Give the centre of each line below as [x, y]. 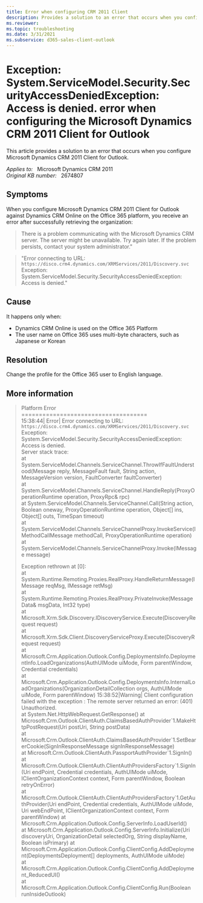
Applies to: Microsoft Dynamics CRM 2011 [60, 169]
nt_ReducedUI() [40, 875]
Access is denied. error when [81, 109]
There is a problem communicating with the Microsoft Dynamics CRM [108, 233]
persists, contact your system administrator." [77, 246]
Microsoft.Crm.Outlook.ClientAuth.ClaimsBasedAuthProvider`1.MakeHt [108, 721]
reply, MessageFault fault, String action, [107, 471]
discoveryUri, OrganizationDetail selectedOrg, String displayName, [104, 836]
